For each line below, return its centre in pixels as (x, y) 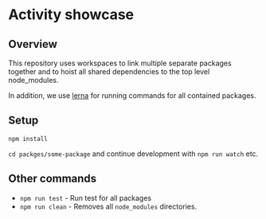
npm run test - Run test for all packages (86, 197)
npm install (28, 139)
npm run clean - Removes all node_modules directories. (108, 206)
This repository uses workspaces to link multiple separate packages (120, 63)
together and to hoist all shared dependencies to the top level (109, 72)
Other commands (53, 179)
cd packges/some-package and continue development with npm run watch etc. (133, 154)
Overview (33, 44)
